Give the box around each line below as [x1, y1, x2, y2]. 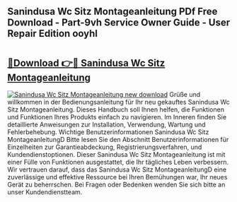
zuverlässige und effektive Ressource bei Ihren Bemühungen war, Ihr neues [7, 173, 228, 181]
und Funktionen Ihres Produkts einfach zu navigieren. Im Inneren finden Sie [7, 113, 227, 121]
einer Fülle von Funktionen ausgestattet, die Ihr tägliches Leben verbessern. [7, 158, 229, 166]
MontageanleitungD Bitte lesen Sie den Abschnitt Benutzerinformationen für [7, 136, 229, 143]
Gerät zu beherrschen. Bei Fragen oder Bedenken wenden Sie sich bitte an [7, 180, 226, 189]
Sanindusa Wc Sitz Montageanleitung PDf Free [7, 6, 218, 18]
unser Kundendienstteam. [7, 188, 83, 196]
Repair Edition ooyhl [7, 28, 98, 40]
